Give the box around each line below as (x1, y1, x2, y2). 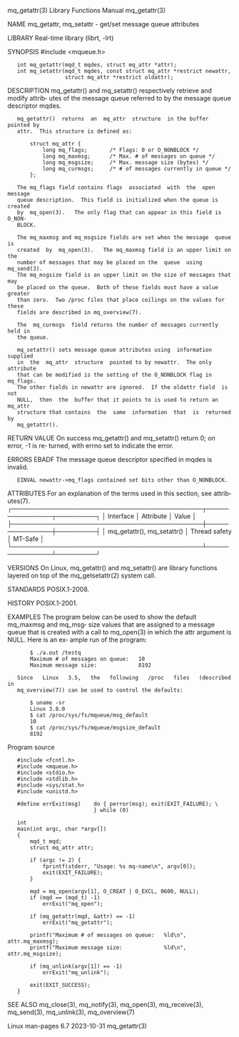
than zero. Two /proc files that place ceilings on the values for (16, 296, 225, 303)
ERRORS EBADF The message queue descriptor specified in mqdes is (7, 455, 213, 463)
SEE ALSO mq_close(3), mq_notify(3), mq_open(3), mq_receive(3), (7, 1001, 204, 1008)
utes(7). (7, 497, 31, 505)
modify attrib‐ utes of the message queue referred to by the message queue (7, 94, 232, 102)
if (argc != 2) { (29, 856, 81, 864)
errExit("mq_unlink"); (42, 969, 111, 976)
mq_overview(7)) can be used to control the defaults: (16, 687, 183, 694)
